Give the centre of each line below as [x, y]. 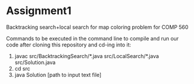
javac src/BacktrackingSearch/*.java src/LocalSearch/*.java [87, 56]
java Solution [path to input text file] [58, 75]
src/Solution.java [35, 62]
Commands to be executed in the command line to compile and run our [92, 38]
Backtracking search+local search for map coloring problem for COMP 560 [97, 27]
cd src [22, 68]
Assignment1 [39, 11]
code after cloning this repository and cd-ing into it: [69, 45]
